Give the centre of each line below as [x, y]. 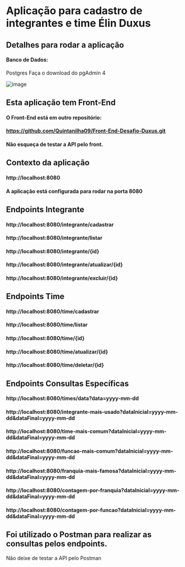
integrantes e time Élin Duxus [78, 23]
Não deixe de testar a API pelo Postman [54, 558]
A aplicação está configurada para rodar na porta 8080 [74, 191]
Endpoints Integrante [45, 209]
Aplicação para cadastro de [74, 11]
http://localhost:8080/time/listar [47, 325]
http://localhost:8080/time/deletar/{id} [55, 365]
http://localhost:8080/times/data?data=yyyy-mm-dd [72, 398]
